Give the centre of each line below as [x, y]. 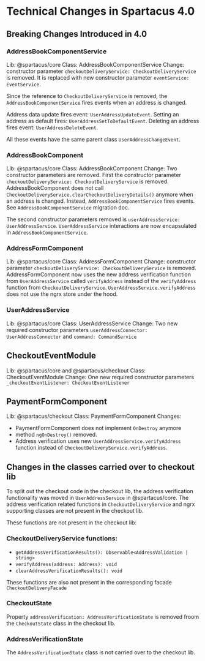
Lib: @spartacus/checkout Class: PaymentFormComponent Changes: [94, 416]
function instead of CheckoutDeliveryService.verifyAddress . [91, 448]
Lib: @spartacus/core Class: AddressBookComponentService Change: [95, 64]
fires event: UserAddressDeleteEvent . [52, 127]
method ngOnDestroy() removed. [56, 435]
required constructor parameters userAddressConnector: [77, 330]
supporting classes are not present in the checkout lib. [75, 511]
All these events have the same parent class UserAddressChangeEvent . [93, 139]
